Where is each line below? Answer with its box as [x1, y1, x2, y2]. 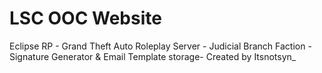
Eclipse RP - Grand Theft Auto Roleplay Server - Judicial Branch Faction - [9, 40, 312, 52]
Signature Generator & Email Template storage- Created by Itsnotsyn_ [9, 50, 297, 62]
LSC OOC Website [9, 7, 162, 30]
